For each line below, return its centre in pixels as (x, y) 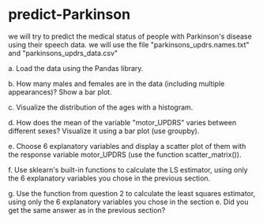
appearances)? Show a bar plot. (60, 91)
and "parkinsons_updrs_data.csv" (63, 53)
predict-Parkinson (70, 15)
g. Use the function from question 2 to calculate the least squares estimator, (132, 193)
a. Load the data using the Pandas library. (76, 68)
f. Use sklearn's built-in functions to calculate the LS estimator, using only (128, 169)
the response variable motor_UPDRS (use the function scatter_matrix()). (125, 154)
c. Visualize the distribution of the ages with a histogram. (101, 107)
